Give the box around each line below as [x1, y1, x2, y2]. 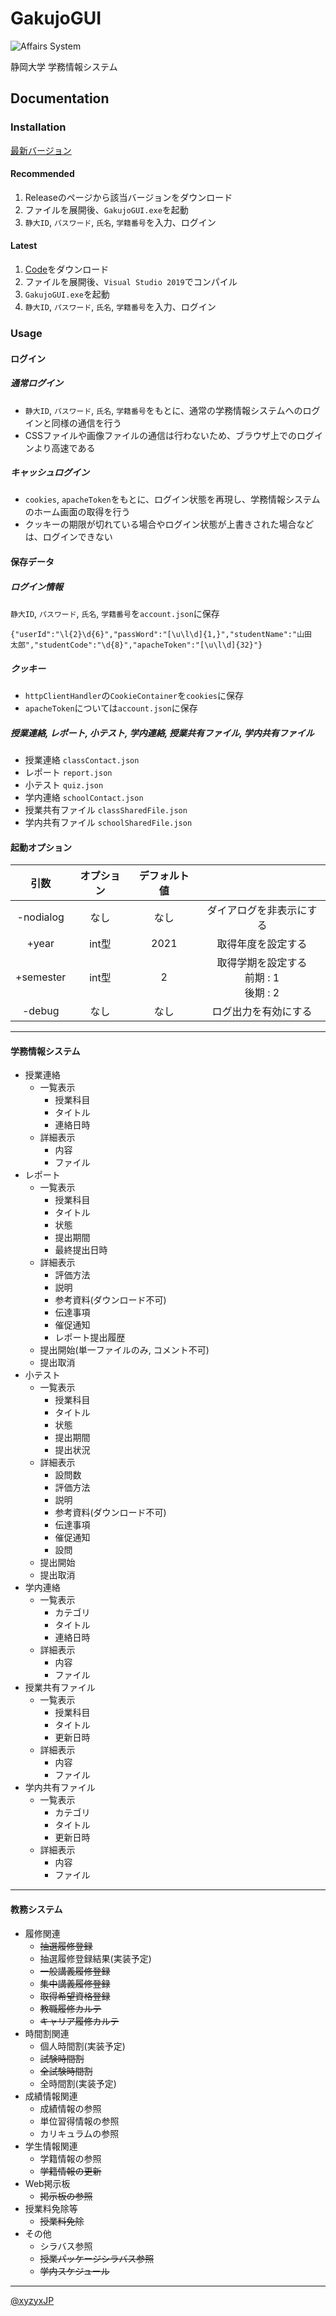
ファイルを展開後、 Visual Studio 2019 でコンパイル [24, 276, 238, 288]
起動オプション [10, 841, 72, 853]
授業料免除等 [24, 2202, 78, 2214]
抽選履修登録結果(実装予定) [39, 1952, 152, 1964]
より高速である [33, 442, 96, 454]
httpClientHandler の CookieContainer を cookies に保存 [24, 690, 245, 702]
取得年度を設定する [216, 937, 308, 951]
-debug [21, 1004, 60, 1018]
